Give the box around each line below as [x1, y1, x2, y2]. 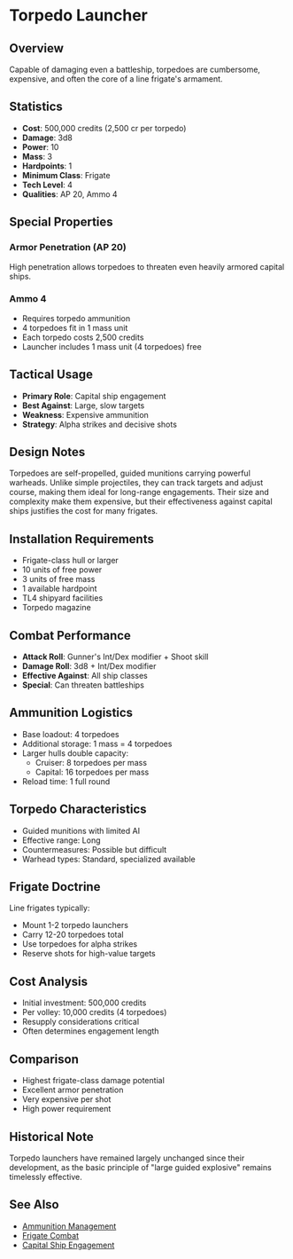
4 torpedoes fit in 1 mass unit [21, 322, 128, 333]
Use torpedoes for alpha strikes [21, 939, 138, 949]
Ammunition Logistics [9, 705, 134, 720]
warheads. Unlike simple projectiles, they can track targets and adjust [9, 477, 264, 488]
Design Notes [9, 445, 86, 460]
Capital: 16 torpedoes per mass [35, 767, 150, 777]
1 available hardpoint [21, 583, 97, 594]
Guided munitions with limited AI [21, 825, 140, 836]
